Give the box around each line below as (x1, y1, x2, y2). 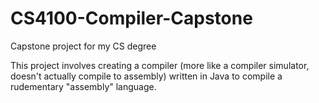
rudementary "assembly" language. (10, 80, 157, 92)
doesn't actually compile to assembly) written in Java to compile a (10, 70, 283, 82)
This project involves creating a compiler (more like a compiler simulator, (10, 59, 310, 71)
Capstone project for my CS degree (10, 40, 157, 52)
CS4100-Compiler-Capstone (10, 7, 253, 30)
